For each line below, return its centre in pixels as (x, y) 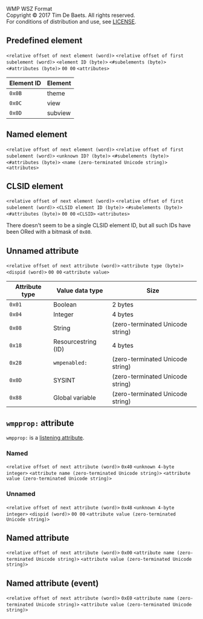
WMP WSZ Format (29, 9)
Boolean (65, 305)
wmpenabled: (70, 363)
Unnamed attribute (43, 251)
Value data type (80, 291)
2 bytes (123, 305)
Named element (37, 135)
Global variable (75, 398)
